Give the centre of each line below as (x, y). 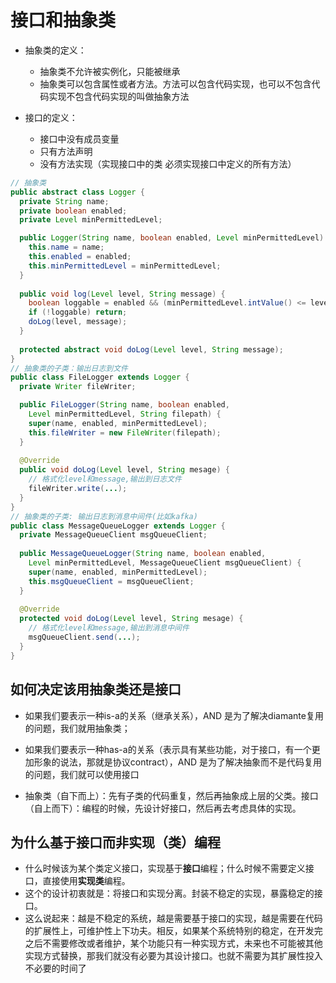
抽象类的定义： (55, 50)
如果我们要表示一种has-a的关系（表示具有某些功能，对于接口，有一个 (168, 749)
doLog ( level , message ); (78, 322)
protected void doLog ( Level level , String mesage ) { (131, 619)
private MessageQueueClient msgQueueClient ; (113, 535)
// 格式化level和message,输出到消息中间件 (109, 628)
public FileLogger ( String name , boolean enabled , (124, 405)
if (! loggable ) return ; (78, 312)
